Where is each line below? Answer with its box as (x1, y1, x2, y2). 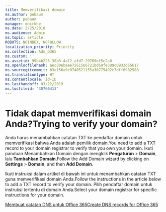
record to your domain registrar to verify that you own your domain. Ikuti (5, 145, 153, 151)
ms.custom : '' (5, 53, 35, 59)
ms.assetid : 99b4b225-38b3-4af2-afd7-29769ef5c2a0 (5, 58, 112, 63)
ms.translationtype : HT (5, 72, 55, 77)
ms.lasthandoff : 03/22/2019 (5, 81, 64, 86)
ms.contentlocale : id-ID (5, 77, 57, 82)
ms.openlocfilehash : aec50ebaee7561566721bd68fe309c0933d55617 (5, 63, 139, 68)
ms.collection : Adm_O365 (5, 49, 57, 54)
